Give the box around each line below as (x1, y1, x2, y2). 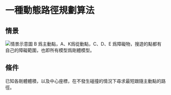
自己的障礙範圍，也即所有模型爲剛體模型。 (5, 47, 95, 53)
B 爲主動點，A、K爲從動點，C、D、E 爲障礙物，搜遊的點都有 (34, 41, 162, 47)
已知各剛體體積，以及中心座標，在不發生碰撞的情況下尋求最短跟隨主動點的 (5, 78, 161, 84)
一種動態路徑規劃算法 (5, 5, 95, 16)
